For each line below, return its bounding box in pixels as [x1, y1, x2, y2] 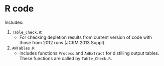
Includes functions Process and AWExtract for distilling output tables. [19, 50, 160, 56]
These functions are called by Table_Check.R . [19, 55, 112, 61]
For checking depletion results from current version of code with [19, 34, 153, 40]
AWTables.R [11, 46, 35, 51]
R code [4, 3, 34, 14]
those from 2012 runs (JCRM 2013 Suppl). [19, 39, 106, 45]
